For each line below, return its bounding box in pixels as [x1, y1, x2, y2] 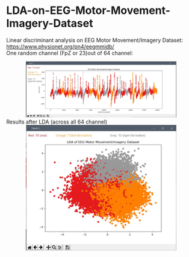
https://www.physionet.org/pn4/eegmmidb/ [6, 43, 114, 50]
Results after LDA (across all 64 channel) [6, 118, 108, 125]
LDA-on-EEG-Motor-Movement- [6, 4, 170, 18]
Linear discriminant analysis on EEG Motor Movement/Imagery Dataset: [6, 36, 184, 44]
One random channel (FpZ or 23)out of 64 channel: [6, 49, 134, 56]
